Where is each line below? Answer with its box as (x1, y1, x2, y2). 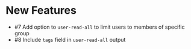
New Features (5, 4, 77, 17)
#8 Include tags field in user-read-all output (14, 36, 126, 43)
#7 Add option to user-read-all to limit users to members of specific (14, 23, 185, 30)
